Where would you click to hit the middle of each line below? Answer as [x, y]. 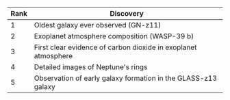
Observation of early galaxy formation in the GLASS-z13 [126, 78]
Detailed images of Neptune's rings [91, 67]
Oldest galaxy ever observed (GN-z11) [98, 25]
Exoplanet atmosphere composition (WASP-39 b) [114, 36]
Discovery [126, 13]
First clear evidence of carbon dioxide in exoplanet [115, 47]
